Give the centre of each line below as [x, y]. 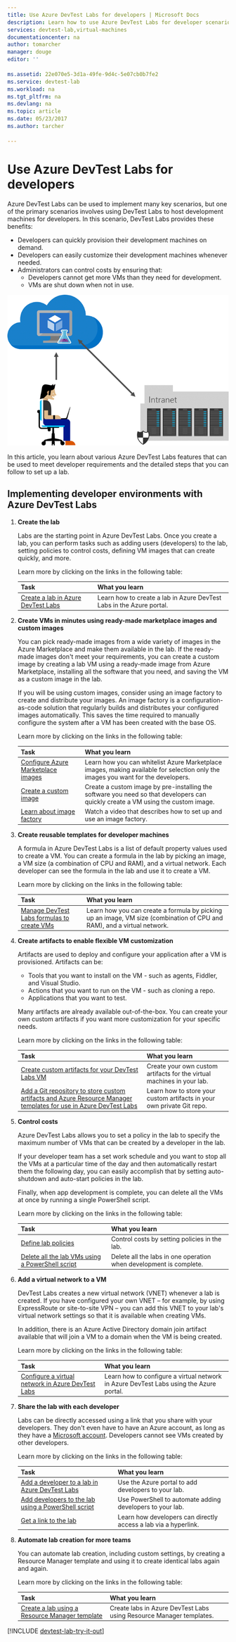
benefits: [20, 226]
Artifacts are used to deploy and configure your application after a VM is [122, 954]
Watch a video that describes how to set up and [153, 811]
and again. [33, 1569]
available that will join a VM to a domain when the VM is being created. [120, 1337]
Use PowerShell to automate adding [169, 1500]
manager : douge [29, 52]
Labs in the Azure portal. [133, 605]
